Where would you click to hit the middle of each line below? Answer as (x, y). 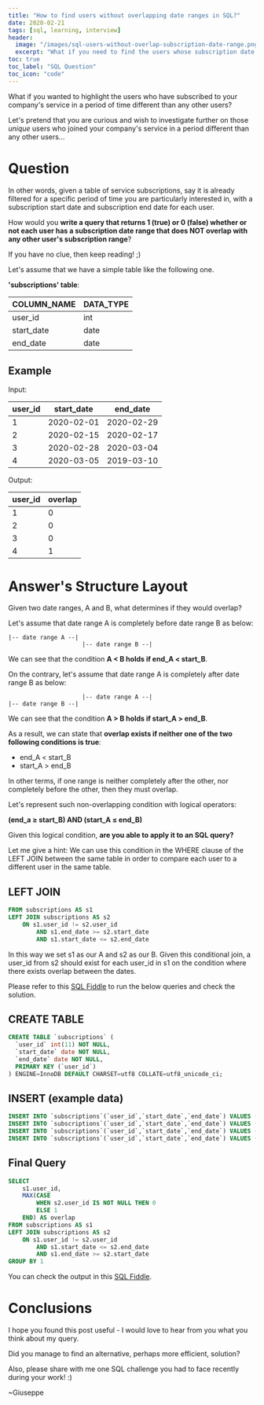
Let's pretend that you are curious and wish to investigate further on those (128, 120)
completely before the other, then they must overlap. (93, 789)
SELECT (19, 1181)
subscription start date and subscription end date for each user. (111, 207)
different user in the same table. (60, 867)
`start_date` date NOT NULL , (63, 1052)
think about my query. (44, 1339)
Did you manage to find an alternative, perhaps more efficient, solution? (124, 1354)
